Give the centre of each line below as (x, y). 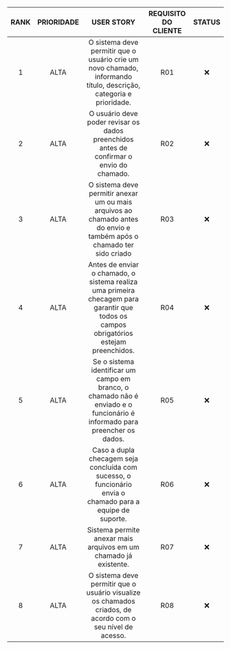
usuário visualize (113, 592)
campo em (113, 379)
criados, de (113, 610)
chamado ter (113, 245)
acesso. (113, 636)
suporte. (113, 519)
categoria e (113, 94)
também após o (113, 236)
